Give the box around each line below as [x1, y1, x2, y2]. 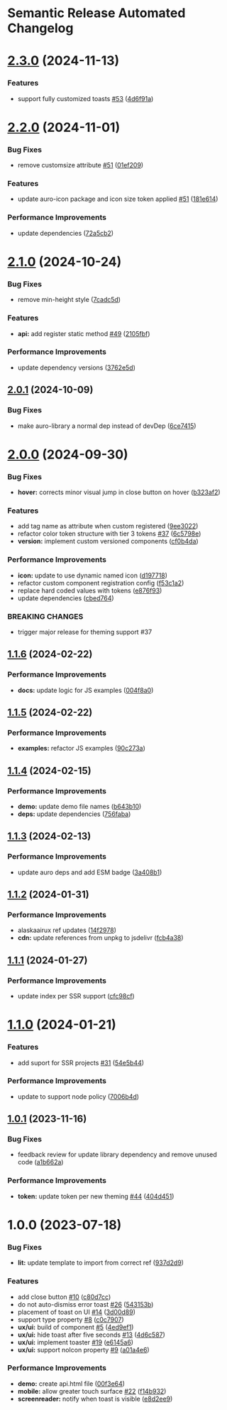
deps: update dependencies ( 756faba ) [17, 810, 131, 818]
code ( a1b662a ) [17, 1158, 64, 1166]
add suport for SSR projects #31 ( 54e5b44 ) [17, 1058, 144, 1067]
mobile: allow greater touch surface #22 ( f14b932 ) [17, 1386, 167, 1395]
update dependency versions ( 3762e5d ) [17, 363, 136, 372]
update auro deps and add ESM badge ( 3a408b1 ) [17, 867, 162, 877]
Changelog [7, 20, 74, 36]
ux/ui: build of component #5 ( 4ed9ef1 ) [17, 1322, 134, 1331]
